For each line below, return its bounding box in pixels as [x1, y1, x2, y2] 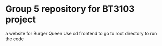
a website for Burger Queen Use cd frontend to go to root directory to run [5, 30, 157, 36]
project [5, 14, 36, 25]
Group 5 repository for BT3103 [5, 3, 135, 15]
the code [5, 36, 24, 42]
